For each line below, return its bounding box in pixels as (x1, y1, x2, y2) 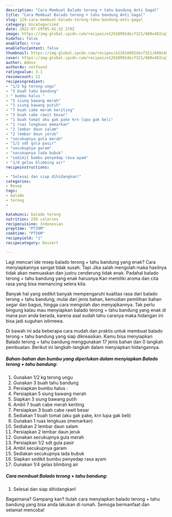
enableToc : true (6, 41, 40, 46)
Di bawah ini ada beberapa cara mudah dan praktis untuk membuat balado (6, 327, 163, 334)
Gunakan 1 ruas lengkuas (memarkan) (13, 418, 93, 424)
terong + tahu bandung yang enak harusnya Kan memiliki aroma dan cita (6, 275, 159, 281)
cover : (6, 55, 20, 60)
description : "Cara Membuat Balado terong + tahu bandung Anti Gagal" (6, 7, 159, 13)
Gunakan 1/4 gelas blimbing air (13, 461, 79, 467)
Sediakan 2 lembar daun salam (13, 423, 79, 429)
